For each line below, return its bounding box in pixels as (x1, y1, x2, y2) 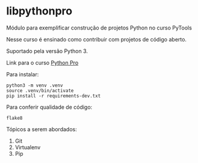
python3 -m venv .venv (6, 82, 63, 88)
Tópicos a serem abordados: (6, 125, 77, 133)
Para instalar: (6, 70, 39, 78)
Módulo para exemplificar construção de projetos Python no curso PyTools (6, 24, 193, 31)
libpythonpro (6, 4, 73, 18)
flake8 (6, 115, 23, 121)
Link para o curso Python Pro (6, 59, 79, 66)
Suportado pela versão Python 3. (6, 47, 88, 55)
